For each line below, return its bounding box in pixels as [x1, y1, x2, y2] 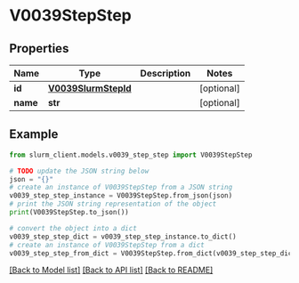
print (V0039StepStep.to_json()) [9, 208, 129, 217]
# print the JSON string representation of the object [9, 199, 217, 209]
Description [140, 68, 191, 79]
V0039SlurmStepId [47, 82, 132, 94]
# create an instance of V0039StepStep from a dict [9, 240, 205, 249]
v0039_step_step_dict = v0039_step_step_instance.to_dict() [9, 232, 238, 241]
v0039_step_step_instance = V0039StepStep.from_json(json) [9, 191, 233, 200]
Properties [9, 41, 69, 56]
